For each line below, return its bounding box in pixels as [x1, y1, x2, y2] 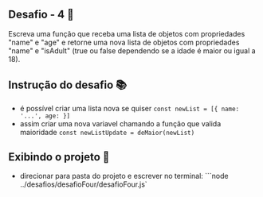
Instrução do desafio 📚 [8, 79, 128, 92]
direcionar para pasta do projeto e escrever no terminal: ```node [19, 172, 229, 181]
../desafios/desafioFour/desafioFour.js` [19, 180, 147, 189]
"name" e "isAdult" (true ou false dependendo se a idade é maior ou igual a [8, 45, 257, 56]
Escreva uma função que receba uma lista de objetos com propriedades [8, 29, 245, 38]
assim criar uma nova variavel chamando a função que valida [19, 118, 222, 128]
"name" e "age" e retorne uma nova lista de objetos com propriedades [8, 37, 240, 47]
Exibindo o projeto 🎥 [8, 150, 110, 164]
